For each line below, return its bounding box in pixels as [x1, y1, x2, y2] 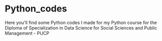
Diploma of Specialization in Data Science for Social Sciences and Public [5, 24, 157, 30]
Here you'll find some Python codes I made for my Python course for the [5, 19, 157, 25]
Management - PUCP [5, 30, 49, 36]
